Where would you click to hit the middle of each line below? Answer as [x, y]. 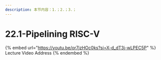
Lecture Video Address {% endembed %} [47, 53]
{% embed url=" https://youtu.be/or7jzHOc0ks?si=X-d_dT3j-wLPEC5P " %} [80, 48]
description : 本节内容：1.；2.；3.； [41, 10]
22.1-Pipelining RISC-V [52, 34]
